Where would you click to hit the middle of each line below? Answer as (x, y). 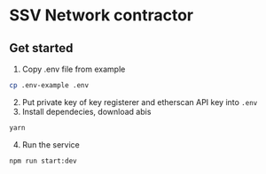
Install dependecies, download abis (86, 111)
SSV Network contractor (101, 15)
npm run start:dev (43, 161)
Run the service (51, 144)
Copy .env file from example (74, 69)
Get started (41, 48)
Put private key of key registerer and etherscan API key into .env (140, 102)
